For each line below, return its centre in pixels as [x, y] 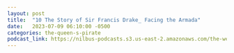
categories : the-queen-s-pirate [54, 33]
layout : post [26, 13]
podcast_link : [28, 39]
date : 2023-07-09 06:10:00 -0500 [59, 26]
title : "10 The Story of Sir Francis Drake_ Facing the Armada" [104, 20]
